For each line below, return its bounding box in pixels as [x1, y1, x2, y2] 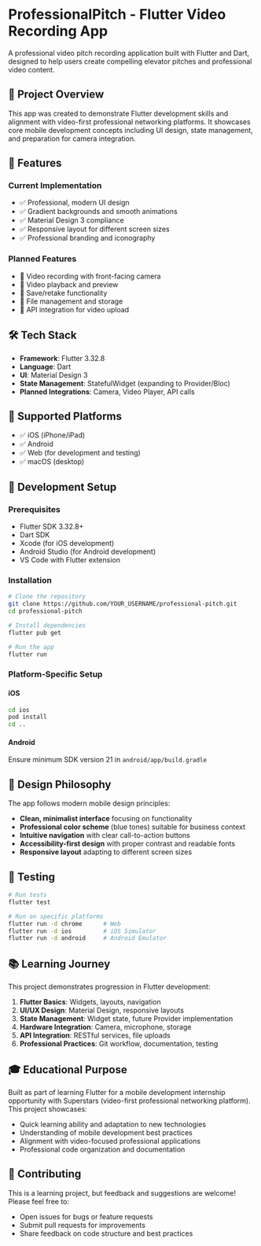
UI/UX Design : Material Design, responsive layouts [19, 1005, 185, 1016]
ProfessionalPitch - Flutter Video [8, 6, 226, 24]
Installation [8, 574, 53, 585]
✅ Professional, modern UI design [19, 198, 130, 208]
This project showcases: [8, 1104, 88, 1114]
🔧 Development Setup [8, 480, 117, 493]
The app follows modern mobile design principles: [8, 798, 171, 808]
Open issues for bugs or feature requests [19, 1211, 153, 1221]
